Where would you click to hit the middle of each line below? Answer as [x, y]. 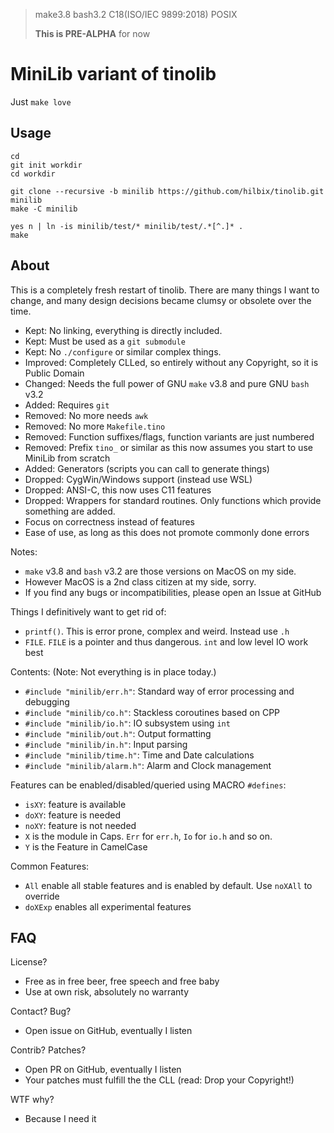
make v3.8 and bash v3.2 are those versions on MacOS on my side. [160, 571]
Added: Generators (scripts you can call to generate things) [147, 468]
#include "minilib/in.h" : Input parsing [106, 744]
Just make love [41, 101]
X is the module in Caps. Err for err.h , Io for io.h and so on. [148, 836]
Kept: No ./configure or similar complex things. [123, 351]
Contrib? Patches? [48, 1050]
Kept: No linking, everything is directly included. [123, 330]
